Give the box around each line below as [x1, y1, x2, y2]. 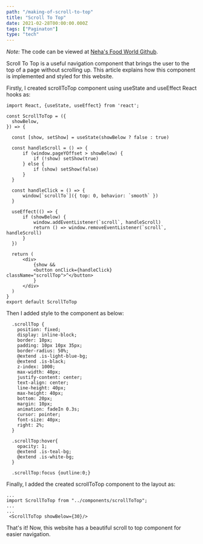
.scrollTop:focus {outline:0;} [12, 470, 91, 476]
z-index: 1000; [17, 364, 56, 370]
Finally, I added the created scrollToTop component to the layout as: [6, 480, 176, 488]
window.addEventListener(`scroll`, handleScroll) [33, 220, 162, 226]
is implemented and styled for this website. [6, 73, 114, 80]
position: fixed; [17, 327, 61, 333]
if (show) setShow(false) [33, 166, 99, 173]
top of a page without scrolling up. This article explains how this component [6, 66, 196, 73]
